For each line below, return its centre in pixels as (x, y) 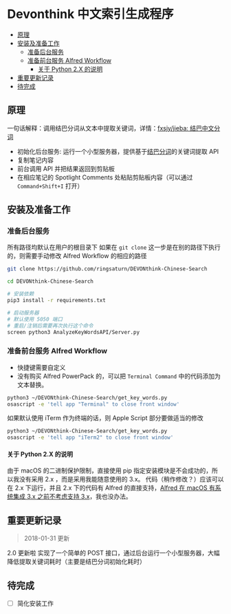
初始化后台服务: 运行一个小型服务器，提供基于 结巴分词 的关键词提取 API (118, 151)
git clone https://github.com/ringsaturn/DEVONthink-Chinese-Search (107, 269)
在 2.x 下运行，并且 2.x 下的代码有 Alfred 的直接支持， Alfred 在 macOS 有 (111, 488)
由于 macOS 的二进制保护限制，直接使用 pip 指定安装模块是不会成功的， (110, 471)
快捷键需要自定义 (41, 367)
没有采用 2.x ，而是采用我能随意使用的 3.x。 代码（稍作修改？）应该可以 (121, 479)
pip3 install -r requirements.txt (57, 301)
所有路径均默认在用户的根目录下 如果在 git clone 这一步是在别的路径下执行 (114, 247)
